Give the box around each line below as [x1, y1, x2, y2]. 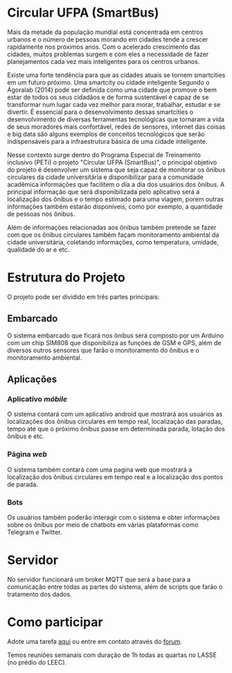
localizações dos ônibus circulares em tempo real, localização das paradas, [7, 417, 223, 426]
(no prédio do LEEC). [7, 658, 67, 666]
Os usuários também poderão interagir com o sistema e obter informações [7, 513, 220, 522]
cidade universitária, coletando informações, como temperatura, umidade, [7, 238, 220, 246]
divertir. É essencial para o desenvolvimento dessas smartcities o [7, 108, 194, 116]
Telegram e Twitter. [7, 528, 62, 536]
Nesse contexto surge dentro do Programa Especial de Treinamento [7, 151, 201, 159]
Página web [7, 449, 47, 459]
